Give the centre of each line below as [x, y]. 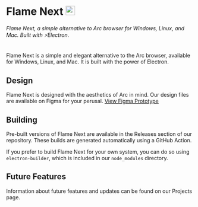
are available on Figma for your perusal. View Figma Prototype [83, 101]
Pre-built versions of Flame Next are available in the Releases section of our [99, 134]
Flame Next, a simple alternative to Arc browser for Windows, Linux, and [95, 28]
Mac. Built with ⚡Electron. [38, 35]
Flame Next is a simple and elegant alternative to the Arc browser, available [98, 56]
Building [22, 120]
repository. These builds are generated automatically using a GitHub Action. [99, 141]
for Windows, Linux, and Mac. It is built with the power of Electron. [88, 62]
